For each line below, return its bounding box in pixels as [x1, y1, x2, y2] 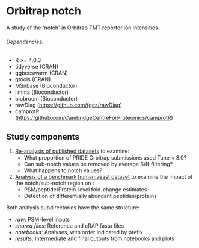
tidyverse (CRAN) [14, 63, 59, 70]
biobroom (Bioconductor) [14, 95, 78, 102]
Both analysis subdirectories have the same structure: [6, 203, 140, 211]
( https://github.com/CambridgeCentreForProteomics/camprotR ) [14, 114, 173, 122]
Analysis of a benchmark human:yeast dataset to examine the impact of [14, 173, 193, 180]
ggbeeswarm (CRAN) [14, 69, 68, 76]
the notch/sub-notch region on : [14, 179, 94, 187]
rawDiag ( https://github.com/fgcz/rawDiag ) [14, 101, 122, 109]
